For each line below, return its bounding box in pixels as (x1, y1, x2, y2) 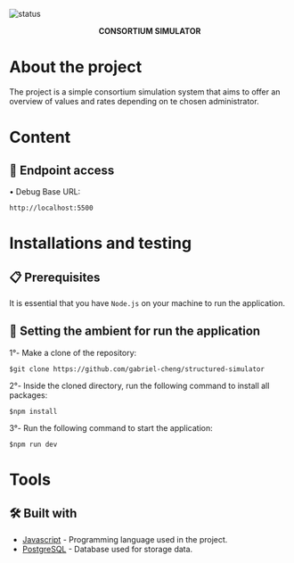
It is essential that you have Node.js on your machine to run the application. (9, 297, 286, 308)
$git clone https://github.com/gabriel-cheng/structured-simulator (9, 364, 265, 374)
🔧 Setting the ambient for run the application (9, 324, 261, 339)
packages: (9, 389, 48, 401)
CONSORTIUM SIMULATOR (98, 26, 201, 36)
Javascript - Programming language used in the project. (21, 534, 228, 544)
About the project (9, 57, 143, 78)
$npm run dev (9, 440, 58, 449)
